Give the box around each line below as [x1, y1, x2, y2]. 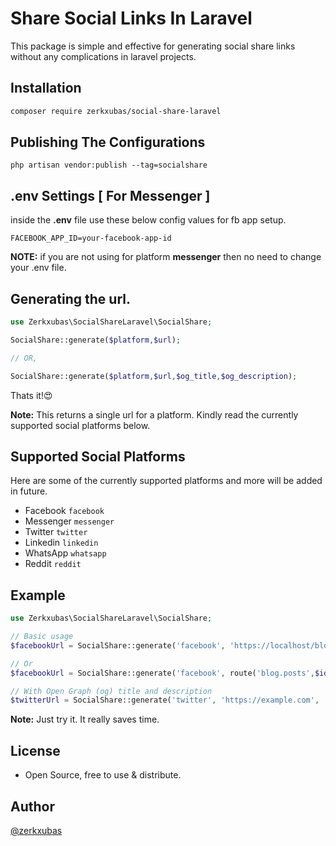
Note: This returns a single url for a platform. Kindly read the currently [10, 408, 299, 421]
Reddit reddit [24, 558, 82, 570]
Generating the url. [10, 290, 131, 307]
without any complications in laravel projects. [10, 50, 197, 62]
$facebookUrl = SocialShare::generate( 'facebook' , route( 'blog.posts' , [10, 668, 315, 678]
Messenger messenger [24, 515, 115, 527]
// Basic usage [10, 632, 74, 642]
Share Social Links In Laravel [10, 7, 253, 30]
